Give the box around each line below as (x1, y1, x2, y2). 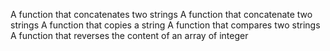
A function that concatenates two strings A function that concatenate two (10, 9, 313, 20)
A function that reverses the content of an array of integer (10, 30, 249, 41)
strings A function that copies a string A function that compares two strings (10, 19, 321, 31)
